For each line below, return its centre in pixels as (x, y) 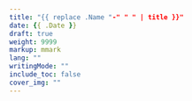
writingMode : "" (39, 67)
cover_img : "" (35, 83)
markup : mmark (35, 50)
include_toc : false (45, 75)
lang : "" (25, 58)
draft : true (31, 33)
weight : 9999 (33, 42)
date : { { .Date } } (43, 25)
